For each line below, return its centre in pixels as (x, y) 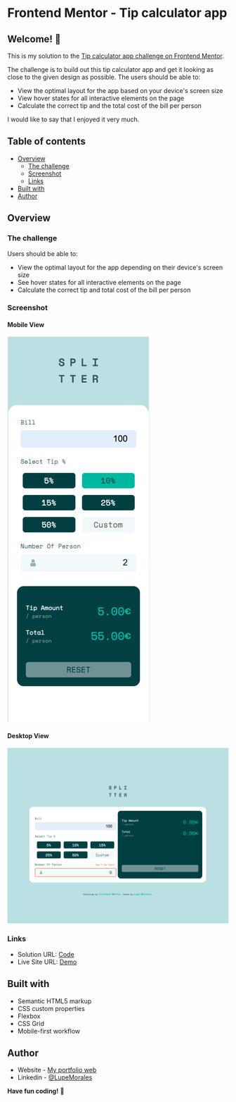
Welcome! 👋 (34, 39)
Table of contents (46, 141)
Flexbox (29, 1016)
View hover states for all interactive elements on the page (101, 98)
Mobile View (26, 325)
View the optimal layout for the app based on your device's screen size (120, 91)
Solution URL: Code (46, 954)
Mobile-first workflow (49, 1031)
